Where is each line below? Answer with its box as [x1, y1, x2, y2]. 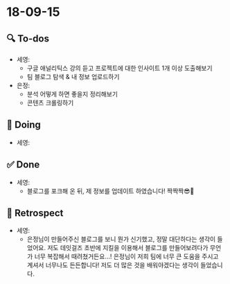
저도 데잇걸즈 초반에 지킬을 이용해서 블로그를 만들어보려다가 [47, 244, 209, 252]
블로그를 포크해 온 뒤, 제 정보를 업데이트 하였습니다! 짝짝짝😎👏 [26, 186, 195, 195]
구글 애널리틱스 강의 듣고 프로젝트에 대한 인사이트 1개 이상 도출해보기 [26, 64, 213, 72]
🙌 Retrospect [6, 207, 64, 219]
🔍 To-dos [6, 33, 50, 44]
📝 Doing [6, 119, 41, 131]
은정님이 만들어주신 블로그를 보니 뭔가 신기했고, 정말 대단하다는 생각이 [26, 235, 216, 243]
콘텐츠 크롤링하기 [26, 98, 74, 107]
